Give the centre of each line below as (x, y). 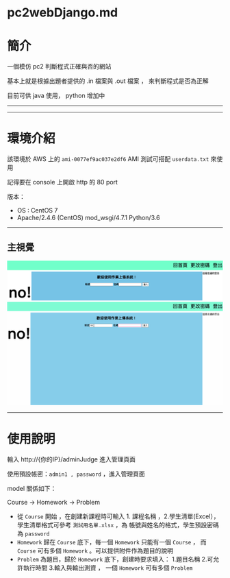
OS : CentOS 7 (37, 210)
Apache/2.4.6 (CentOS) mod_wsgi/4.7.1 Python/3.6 (88, 218)
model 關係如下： (32, 488)
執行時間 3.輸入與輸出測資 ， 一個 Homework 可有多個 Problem (108, 568)
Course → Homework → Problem (54, 502)
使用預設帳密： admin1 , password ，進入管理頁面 (76, 474)
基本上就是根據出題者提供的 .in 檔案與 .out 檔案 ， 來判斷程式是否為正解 (108, 81)
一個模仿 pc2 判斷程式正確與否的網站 (59, 67)
